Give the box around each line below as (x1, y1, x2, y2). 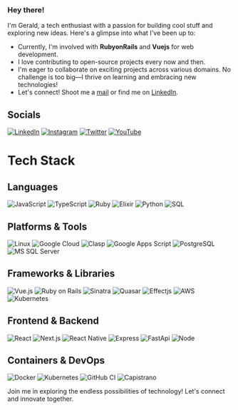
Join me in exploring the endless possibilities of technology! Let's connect (7, 387, 226, 396)
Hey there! (7, 5, 45, 15)
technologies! (17, 81, 58, 89)
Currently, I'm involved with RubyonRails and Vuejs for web (17, 43, 195, 51)
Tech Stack (7, 153, 76, 169)
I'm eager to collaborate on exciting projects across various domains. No (17, 66, 232, 74)
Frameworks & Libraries (7, 267, 115, 280)
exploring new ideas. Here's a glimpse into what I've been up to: (7, 29, 196, 37)
